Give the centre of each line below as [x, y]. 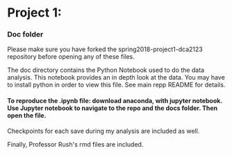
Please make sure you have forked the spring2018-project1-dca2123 [105, 49]
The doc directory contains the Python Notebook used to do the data [106, 70]
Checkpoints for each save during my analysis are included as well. [103, 131]
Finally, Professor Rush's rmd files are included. [75, 144]
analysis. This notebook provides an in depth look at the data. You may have [116, 77]
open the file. [27, 116]
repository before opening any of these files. [71, 57]
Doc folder [25, 35]
